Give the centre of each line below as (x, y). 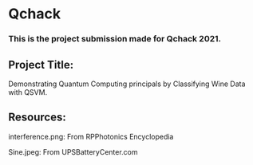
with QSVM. (28, 92)
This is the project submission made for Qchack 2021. (115, 39)
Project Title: (41, 65)
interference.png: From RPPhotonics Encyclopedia (91, 136)
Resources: (37, 118)
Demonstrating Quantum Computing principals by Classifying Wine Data (127, 84)
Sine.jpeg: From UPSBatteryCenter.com (73, 151)
